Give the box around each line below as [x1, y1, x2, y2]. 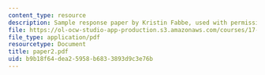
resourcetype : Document [8, 41, 87, 48]
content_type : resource [8, 11, 87, 20]
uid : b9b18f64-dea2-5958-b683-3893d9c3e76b [8, 55, 154, 63]
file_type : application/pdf [8, 33, 101, 41]
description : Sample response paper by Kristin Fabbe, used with [8, 19, 227, 27]
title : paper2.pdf [8, 48, 69, 55]
